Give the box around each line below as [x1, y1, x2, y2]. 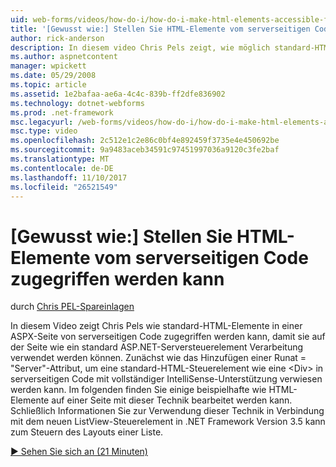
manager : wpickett [10, 61, 87, 71]
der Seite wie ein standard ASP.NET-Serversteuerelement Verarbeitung [10, 341, 304, 353]
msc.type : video [10, 126, 78, 136]
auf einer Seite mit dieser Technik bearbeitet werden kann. [51, 394, 293, 406]
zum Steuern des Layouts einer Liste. [10, 426, 164, 438]
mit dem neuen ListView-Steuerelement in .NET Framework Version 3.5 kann [10, 416, 326, 428]
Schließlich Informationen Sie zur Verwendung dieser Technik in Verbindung [10, 405, 325, 417]
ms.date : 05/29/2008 [10, 71, 97, 81]
